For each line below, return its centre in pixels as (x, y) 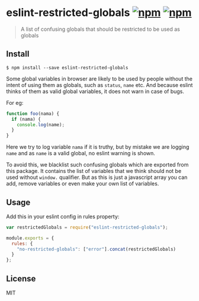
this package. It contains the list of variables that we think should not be (94, 171)
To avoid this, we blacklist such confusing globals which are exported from (97, 165)
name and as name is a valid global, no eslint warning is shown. (81, 153)
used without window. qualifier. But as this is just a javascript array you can (97, 177)
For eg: (15, 103)
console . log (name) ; (41, 124)
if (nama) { (26, 119)
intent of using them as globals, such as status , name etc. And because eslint (99, 85)
